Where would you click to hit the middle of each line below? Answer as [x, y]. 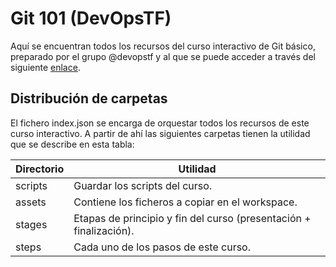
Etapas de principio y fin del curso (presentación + [192, 218]
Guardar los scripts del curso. [143, 185]
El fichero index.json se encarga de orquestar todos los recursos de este [160, 123]
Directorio [40, 169]
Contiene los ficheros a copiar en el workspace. [185, 202]
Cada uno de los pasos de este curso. [162, 247]
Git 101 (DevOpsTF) [91, 18]
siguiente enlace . [45, 67]
